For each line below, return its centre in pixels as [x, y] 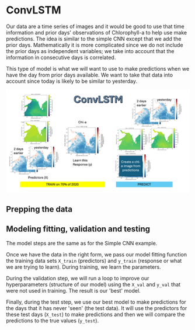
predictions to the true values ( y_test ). [53, 320]
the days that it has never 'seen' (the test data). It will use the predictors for [97, 308]
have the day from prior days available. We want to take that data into [90, 75]
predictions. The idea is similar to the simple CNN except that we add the [94, 39]
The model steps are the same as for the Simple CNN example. [82, 243]
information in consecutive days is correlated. [61, 57]
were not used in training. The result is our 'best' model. [74, 290]
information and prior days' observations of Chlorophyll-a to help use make [97, 32]
